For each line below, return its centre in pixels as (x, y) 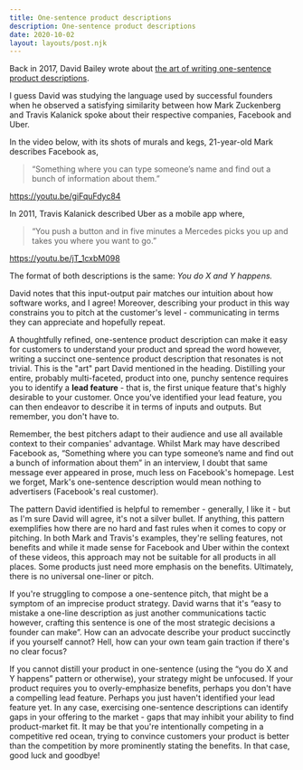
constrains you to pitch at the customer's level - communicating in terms (145, 313)
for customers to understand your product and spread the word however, (146, 350)
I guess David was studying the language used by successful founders (141, 96)
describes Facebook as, (54, 152)
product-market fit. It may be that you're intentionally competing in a (137, 727)
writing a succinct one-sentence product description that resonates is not (147, 359)
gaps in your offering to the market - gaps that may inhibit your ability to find (151, 717)
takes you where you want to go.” (94, 241)
